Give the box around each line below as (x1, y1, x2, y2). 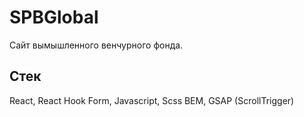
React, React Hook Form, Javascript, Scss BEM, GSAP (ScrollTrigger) (9, 94, 295, 106)
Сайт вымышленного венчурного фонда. (9, 39, 184, 51)
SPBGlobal (9, 6, 99, 29)
